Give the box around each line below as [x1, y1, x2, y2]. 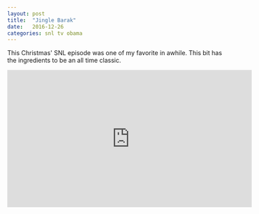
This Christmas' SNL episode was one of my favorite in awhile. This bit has [7, 49, 222, 57]
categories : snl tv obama [7, 29, 82, 37]
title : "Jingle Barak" [7, 17, 77, 24]
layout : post [7, 10, 45, 17]
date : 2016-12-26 [7, 23, 64, 30]
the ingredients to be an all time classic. [7, 56, 121, 65]
